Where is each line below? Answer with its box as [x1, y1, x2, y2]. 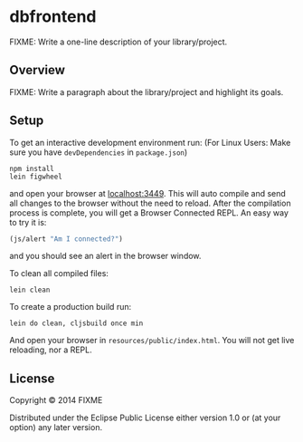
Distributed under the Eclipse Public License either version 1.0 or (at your [9, 412, 281, 423]
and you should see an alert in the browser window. [9, 251, 202, 262]
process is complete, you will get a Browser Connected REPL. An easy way [9, 207, 289, 218]
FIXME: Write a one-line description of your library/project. [9, 36, 228, 47]
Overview [9, 62, 66, 78]
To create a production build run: [9, 302, 132, 312]
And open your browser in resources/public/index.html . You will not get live [9, 335, 295, 346]
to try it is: [9, 216, 47, 227]
